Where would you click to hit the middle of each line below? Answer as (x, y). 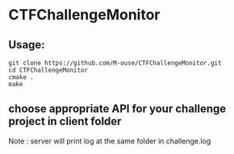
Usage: (27, 45)
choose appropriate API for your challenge (117, 109)
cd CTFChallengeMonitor (48, 70)
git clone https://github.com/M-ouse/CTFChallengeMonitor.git (115, 63)
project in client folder (65, 121)
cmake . (21, 77)
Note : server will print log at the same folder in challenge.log (110, 141)
